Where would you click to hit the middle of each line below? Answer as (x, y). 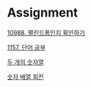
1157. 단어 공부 (26, 47)
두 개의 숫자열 (26, 62)
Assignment (43, 13)
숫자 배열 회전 (26, 77)
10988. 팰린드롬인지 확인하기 (46, 32)
